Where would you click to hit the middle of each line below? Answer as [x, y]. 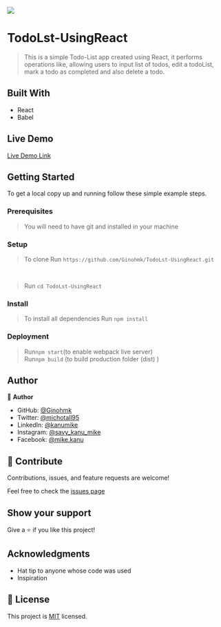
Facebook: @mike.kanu [50, 440]
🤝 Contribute [35, 461]
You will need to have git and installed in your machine [101, 226]
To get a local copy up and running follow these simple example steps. [107, 193]
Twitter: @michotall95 [48, 418]
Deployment [28, 337]
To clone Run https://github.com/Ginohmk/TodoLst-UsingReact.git [119, 259]
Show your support [49, 513]
